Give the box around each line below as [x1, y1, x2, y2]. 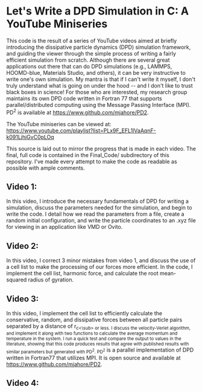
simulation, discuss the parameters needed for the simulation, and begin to [6, 204, 192, 211]
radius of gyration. [28, 276, 74, 283]
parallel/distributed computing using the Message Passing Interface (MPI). [6, 101, 191, 108]
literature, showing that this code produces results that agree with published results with [6, 341, 189, 347]
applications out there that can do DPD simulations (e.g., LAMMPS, [6, 62, 172, 70]
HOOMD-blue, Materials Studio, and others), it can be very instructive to [6, 69, 186, 76]
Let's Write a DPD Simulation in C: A [6, 4, 189, 18]
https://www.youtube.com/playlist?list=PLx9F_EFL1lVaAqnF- [6, 127, 156, 134]
